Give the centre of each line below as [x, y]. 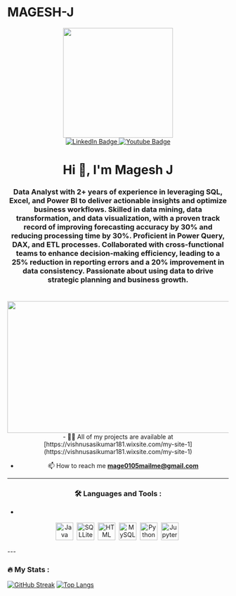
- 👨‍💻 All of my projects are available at [118, 437]
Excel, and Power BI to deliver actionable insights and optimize [118, 201]
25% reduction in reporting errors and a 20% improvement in [118, 262]
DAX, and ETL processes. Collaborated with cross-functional [118, 245]
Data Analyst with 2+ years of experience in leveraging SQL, [118, 192]
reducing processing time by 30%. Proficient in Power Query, [118, 236]
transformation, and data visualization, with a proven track [118, 219]
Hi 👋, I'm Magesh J [118, 170]
